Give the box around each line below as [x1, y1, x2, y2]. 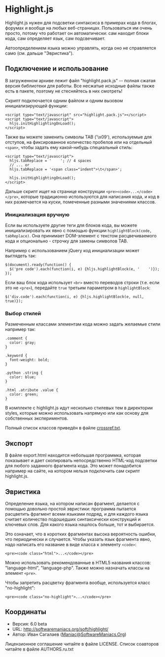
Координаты [5, 608, 47, 616]
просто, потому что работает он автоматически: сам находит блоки [5, 30, 149, 36]
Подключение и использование [5, 65, 109, 73]
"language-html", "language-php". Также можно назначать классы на [5, 565, 150, 571]
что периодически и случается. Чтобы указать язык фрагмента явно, [5, 536, 152, 542]
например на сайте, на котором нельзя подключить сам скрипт [5, 468, 140, 474]
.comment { [5, 336, 28, 341]
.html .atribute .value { [5, 388, 58, 393]
